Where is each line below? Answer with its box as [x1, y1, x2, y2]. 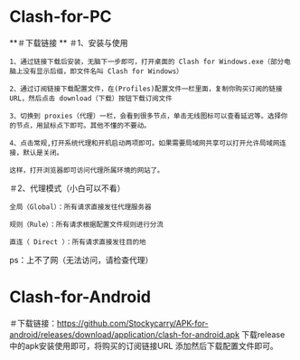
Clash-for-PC [9, 6, 112, 27]
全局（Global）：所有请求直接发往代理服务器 [9, 202, 152, 212]
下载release [241, 328, 286, 340]
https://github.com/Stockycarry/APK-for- [57, 317, 210, 328]
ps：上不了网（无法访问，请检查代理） [9, 254, 154, 265]
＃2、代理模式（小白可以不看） [9, 183, 126, 194]
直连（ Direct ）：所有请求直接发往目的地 [9, 237, 146, 246]
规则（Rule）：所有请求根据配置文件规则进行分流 [9, 220, 164, 229]
